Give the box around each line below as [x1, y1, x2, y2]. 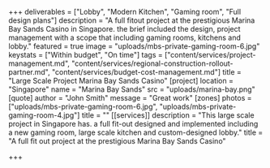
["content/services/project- [165, 50, 256, 59]
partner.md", [8, 67, 50, 76]
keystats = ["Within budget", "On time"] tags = [8, 50, 164, 59]
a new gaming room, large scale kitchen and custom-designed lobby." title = [8, 127, 264, 137]
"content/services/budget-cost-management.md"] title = [51, 67, 242, 76]
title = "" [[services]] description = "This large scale [81, 110, 255, 120]
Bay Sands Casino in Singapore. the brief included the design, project [8, 24, 241, 33]
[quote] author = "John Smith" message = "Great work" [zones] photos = [8, 93, 252, 102]
